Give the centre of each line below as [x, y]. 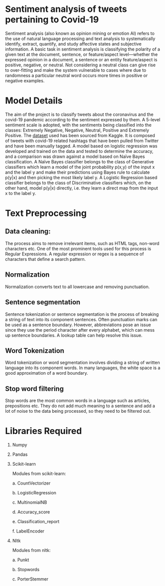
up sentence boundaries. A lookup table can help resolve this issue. [74, 335]
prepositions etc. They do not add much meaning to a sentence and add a [80, 406]
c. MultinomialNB [30, 502]
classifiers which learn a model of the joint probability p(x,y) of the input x [80, 167]
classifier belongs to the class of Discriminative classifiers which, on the [78, 183]
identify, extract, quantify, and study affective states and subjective [73, 44]
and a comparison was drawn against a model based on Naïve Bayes [75, 156]
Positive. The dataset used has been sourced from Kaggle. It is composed [80, 135]
